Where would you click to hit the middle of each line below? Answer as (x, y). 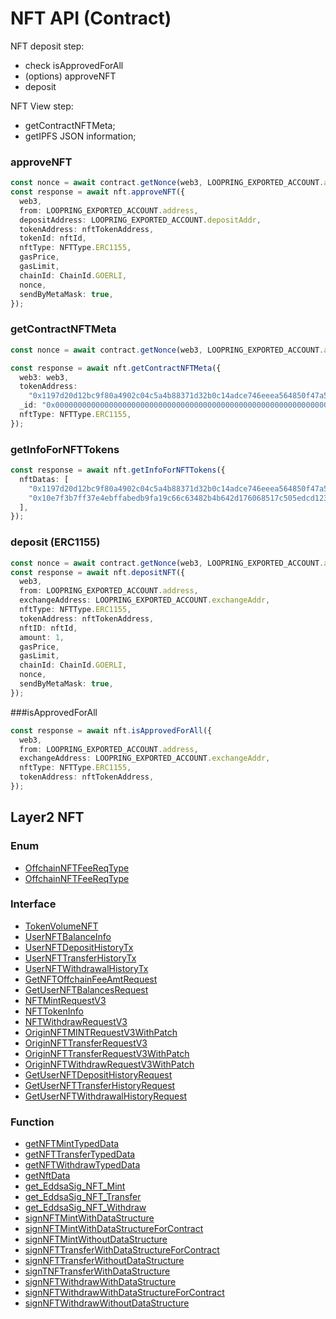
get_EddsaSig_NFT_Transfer (83, 1197)
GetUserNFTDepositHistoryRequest (98, 1074)
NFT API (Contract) (91, 18)
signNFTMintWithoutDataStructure (96, 1239)
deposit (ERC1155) (55, 542)
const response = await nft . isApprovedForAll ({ (111, 730)
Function (32, 1122)
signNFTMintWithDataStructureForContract (114, 1229)
